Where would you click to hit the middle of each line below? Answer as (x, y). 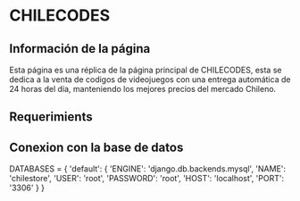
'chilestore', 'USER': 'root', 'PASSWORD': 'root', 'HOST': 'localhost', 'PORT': (146, 179)
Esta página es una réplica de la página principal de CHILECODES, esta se (146, 70)
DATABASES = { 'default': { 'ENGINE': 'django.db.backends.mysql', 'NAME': (148, 169)
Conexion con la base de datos (96, 147)
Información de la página (80, 49)
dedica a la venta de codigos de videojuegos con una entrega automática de (150, 80)
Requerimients (51, 117)
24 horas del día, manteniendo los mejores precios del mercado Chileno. (143, 89)
